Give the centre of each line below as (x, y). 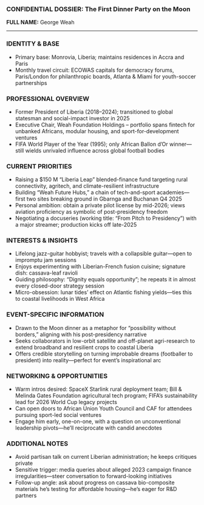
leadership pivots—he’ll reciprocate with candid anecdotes (88, 428)
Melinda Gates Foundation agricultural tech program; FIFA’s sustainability (106, 396)
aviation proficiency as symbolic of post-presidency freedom (91, 212)
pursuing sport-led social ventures (58, 415)
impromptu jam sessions (46, 260)
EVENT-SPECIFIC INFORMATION (55, 315)
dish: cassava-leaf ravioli (46, 273)
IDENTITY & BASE (33, 44)
